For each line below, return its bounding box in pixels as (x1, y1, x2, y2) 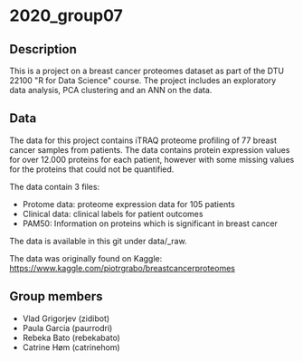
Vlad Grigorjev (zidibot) (22, 313, 110, 324)
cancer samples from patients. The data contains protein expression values (9, 144, 290, 155)
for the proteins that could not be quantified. (9, 164, 175, 175)
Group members (9, 289, 103, 304)
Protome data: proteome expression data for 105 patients (22, 198, 235, 209)
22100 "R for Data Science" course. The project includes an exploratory (9, 75, 277, 86)
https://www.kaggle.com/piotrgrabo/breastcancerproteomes (9, 262, 235, 273)
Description (9, 42, 77, 57)
